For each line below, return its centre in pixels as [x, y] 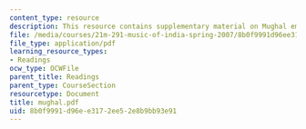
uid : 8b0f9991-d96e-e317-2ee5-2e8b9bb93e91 [93, 111]
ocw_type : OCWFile [44, 69]
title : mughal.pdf [44, 102]
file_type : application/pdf [63, 43]
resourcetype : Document [55, 94]
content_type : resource [55, 18]
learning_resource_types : [58, 52]
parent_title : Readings [55, 77]
